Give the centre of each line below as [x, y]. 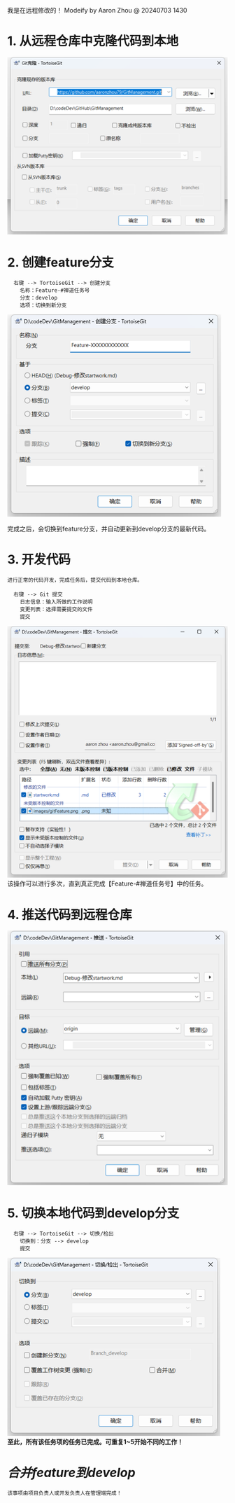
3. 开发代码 [39, 559]
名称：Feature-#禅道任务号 [55, 290]
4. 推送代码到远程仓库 [70, 915]
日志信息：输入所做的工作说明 [56, 602]
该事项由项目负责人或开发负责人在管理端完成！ [65, 1493]
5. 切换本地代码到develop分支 [93, 1214]
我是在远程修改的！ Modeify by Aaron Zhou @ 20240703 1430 [97, 10]
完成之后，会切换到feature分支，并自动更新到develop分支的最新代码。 [109, 529]
